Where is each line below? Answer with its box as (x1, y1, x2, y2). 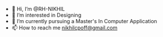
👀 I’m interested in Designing (11, 12, 81, 18)
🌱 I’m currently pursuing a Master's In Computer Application (11, 18, 158, 24)
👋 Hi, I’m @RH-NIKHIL (11, 6, 65, 12)
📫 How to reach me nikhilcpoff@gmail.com (11, 24, 118, 31)
